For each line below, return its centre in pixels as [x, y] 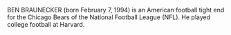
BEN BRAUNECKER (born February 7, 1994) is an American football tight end [116, 10]
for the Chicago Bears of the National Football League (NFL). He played [109, 17]
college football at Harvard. [46, 24]
